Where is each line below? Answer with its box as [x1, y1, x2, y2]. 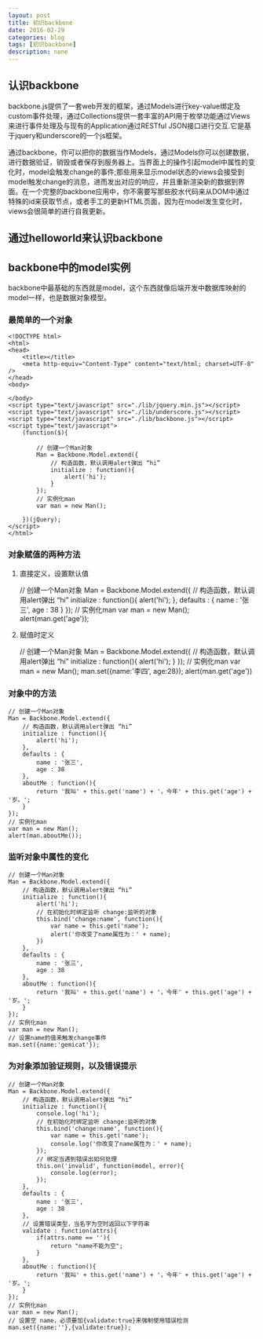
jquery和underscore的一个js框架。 [14, 130, 127, 140]
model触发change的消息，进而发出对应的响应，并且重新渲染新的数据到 [8, 177, 238, 186]
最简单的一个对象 [8, 314, 73, 325]
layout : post [8, 11, 51, 20]
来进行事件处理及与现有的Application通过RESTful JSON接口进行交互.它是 [8, 121, 245, 130]
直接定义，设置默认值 [19, 569, 89, 578]
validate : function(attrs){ [22, 1227, 118, 1235]
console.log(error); [49, 1169, 118, 1176]
